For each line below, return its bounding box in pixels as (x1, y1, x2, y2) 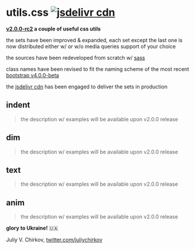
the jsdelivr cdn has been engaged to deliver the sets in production (6, 83, 168, 90)
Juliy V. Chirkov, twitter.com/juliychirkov (6, 236, 102, 243)
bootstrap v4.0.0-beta (6, 71, 60, 79)
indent (6, 100, 30, 110)
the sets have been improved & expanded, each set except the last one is (6, 36, 183, 43)
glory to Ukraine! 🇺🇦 (6, 224, 59, 231)
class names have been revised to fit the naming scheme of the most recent (6, 65, 189, 73)
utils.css (6, 6, 49, 19)
